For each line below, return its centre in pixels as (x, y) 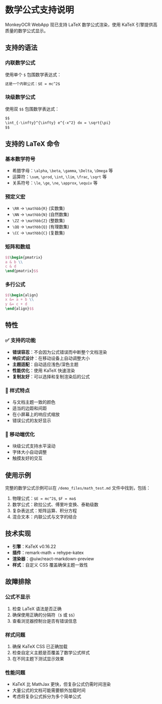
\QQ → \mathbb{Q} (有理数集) (41, 227)
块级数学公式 (20, 97)
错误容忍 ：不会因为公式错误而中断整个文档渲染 (59, 352)
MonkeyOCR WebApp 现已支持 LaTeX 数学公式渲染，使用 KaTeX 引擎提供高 (81, 25)
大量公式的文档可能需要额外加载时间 (49, 690)
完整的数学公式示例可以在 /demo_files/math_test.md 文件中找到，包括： (78, 488)
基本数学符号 (20, 159)
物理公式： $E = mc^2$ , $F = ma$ (44, 498)
